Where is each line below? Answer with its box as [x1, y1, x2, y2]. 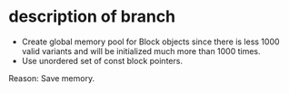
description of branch [8, 6, 176, 27]
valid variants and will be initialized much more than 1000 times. [21, 45, 261, 56]
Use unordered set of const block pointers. [21, 55, 184, 66]
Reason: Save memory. [8, 72, 95, 83]
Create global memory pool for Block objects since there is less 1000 [21, 36, 280, 47]
